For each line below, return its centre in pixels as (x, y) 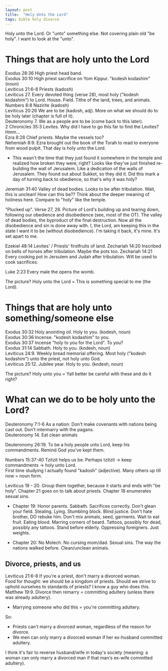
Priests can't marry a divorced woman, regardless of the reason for (82, 627)
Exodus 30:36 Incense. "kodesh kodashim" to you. (57, 338)
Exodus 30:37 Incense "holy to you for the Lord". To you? (64, 343)
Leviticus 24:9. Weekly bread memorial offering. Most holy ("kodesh (76, 354)
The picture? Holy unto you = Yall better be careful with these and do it (78, 374)
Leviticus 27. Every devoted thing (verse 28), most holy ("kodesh (72, 95)
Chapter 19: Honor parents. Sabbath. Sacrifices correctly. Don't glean (84, 506)
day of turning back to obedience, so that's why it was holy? (75, 179)
